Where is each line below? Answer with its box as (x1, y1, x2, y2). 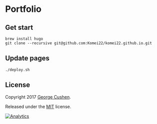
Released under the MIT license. (5, 103, 72, 110)
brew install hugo (5, 36, 43, 41)
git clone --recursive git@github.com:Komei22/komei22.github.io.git (5, 41, 153, 46)
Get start (5, 23, 33, 32)
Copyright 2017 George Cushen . (5, 94, 71, 100)
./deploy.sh (5, 67, 30, 72)
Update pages (5, 54, 50, 62)
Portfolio (5, 3, 42, 15)
